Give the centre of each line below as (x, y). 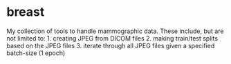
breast (26, 12)
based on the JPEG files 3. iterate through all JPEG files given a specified (111, 45)
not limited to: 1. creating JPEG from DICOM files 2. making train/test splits (112, 38)
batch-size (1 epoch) (36, 53)
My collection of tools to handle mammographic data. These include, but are (115, 31)
